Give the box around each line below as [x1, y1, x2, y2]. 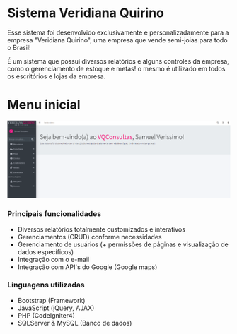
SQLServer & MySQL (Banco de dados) [17, 318, 132, 327]
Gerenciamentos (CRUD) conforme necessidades [17, 232, 162, 241]
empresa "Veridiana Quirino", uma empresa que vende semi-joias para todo [7, 35, 228, 44]
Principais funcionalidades [7, 209, 102, 219]
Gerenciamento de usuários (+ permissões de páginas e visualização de [17, 240, 229, 249]
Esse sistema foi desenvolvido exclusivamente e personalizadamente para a [7, 28, 229, 37]
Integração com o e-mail [17, 255, 90, 263]
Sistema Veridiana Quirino [7, 5, 164, 21]
